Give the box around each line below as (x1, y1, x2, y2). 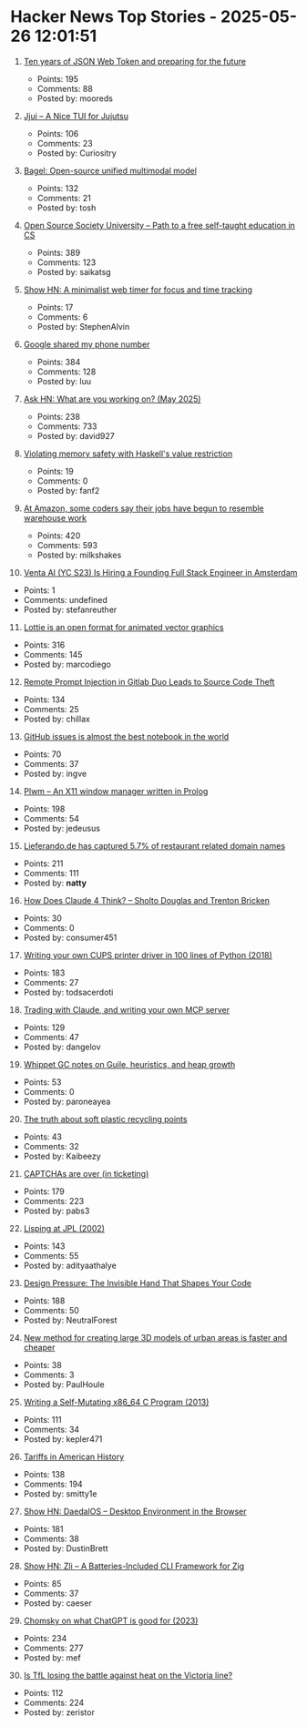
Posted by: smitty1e (23, 1487, 97, 1499)
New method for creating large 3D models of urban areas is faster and (23, 1332, 288, 1343)
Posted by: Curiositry (36, 148, 117, 158)
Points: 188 (23, 1295, 66, 1306)
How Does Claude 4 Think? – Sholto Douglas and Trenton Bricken (23, 894, 270, 905)
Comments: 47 (23, 1031, 80, 1042)
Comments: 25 (23, 703, 80, 714)
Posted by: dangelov (23, 1041, 101, 1052)
